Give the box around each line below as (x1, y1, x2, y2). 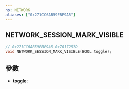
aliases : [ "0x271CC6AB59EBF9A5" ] (5, 12, 76, 17)
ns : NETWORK (5, 7, 30, 13)
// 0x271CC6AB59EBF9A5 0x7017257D (5, 44, 78, 50)
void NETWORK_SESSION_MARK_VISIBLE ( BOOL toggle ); (5, 49, 112, 54)
